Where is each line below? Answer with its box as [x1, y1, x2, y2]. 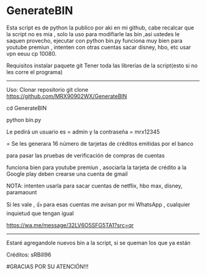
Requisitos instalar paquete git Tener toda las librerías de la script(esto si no [6, 62, 198, 69]
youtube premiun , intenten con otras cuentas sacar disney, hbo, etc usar [6, 43, 191, 51]
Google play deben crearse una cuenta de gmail [6, 170, 128, 178]
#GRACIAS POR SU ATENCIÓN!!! [6, 263, 89, 270]
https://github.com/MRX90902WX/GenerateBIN [6, 92, 128, 100]
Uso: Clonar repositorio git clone [6, 86, 89, 93]
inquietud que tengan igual [6, 209, 74, 217]
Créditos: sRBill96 [6, 251, 51, 258]
